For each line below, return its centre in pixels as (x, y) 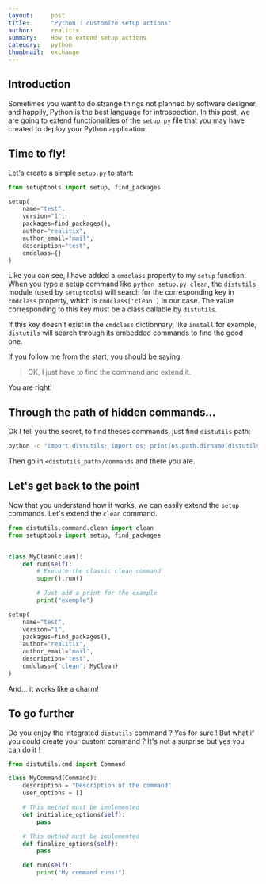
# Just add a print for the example (97, 593)
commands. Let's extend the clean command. (83, 513)
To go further (42, 714)
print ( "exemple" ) (65, 600)
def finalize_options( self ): (70, 844)
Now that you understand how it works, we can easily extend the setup (124, 505)
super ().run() (60, 579)
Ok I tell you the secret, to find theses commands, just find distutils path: (129, 432)
